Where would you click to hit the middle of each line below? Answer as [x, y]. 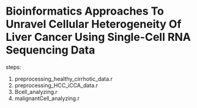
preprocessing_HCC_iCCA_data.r [56, 85]
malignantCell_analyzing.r [47, 98]
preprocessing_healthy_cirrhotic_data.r [64, 79]
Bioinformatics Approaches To [85, 11]
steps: [13, 67]
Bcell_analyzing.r [36, 92]
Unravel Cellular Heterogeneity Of [94, 24]
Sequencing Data [50, 50]
